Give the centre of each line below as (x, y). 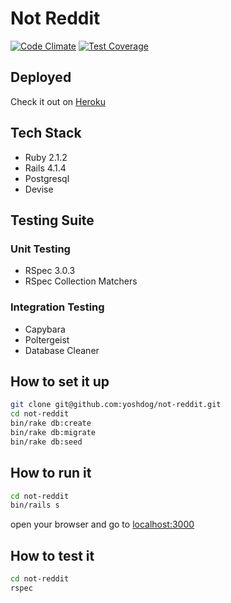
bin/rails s (35, 505)
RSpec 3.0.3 (50, 271)
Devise (39, 189)
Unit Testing (40, 249)
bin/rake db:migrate (53, 432)
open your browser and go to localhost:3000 (102, 524)
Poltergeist (47, 339)
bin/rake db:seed (46, 442)
